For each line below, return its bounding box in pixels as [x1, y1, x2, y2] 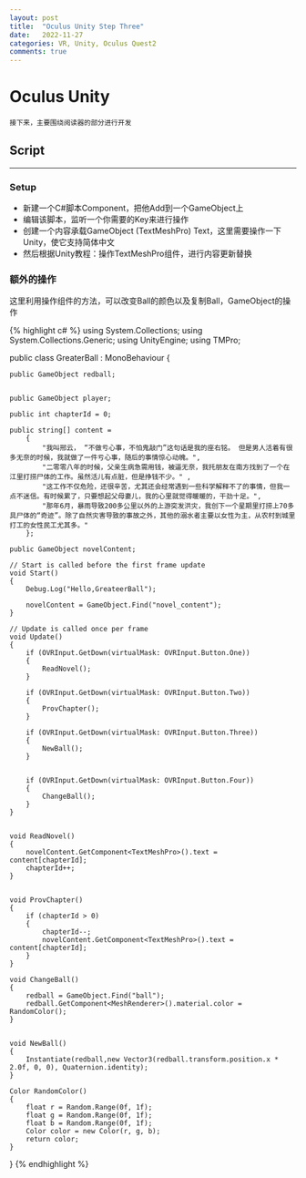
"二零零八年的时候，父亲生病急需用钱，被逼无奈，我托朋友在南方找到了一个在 [42, 463, 291, 472]
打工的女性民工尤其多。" [9, 521, 88, 530]
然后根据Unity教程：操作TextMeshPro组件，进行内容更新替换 [22, 248, 252, 260]
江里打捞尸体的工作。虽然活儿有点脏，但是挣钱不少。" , [9, 473, 191, 482]
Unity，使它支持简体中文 [22, 237, 116, 248]
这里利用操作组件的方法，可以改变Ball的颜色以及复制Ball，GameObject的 [9, 295, 283, 306]
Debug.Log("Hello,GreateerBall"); [25, 585, 157, 594]
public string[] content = [9, 425, 112, 435]
